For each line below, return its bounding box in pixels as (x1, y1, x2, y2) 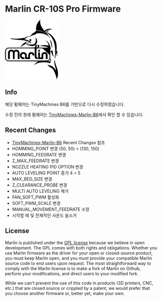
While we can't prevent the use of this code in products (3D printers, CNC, (5, 280, 154, 286)
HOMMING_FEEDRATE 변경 (12, 151, 66, 157)
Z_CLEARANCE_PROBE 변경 (12, 182, 68, 188)
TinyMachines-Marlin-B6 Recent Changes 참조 (12, 139, 105, 145)
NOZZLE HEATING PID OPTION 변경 (12, 164, 84, 169)
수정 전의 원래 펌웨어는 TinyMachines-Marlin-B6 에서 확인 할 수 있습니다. (5, 112, 144, 117)
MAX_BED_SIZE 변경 (12, 176, 52, 182)
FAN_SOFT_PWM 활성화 (12, 194, 59, 200)
